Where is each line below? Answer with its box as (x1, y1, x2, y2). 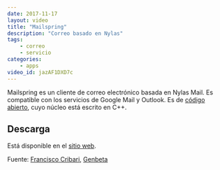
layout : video (7, 17, 49, 24)
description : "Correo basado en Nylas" (7, 29, 124, 37)
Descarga (7, 123, 50, 135)
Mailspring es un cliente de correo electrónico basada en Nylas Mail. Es (7, 88, 214, 97)
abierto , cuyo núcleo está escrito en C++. (7, 103, 127, 111)
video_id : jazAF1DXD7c (7, 69, 73, 76)
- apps (20, 62, 39, 69)
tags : (7, 36, 23, 43)
